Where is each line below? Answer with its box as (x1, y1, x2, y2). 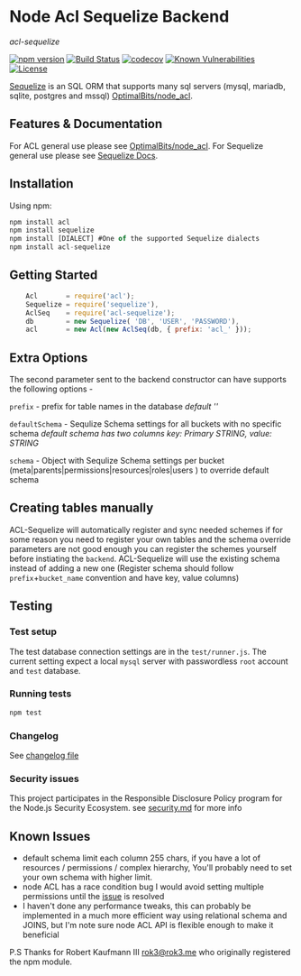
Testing (9, 598, 53, 614)
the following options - (9, 383, 94, 394)
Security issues (9, 772, 79, 785)
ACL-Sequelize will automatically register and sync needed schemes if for (9, 524, 284, 535)
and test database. (9, 665, 81, 676)
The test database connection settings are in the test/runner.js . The (9, 646, 268, 657)
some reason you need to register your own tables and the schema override (9, 534, 291, 545)
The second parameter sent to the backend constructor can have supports (9, 374, 287, 385)
